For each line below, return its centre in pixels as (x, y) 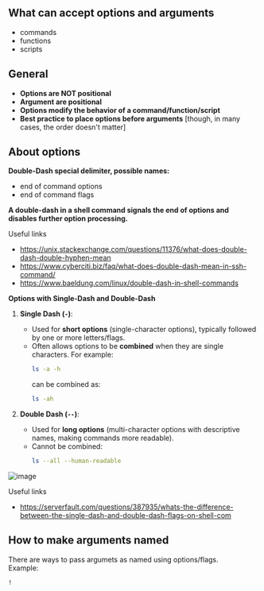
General (29, 74)
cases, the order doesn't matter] (73, 127)
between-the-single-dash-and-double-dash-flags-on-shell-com (126, 516)
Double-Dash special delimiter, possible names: (89, 171)
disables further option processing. (68, 218)
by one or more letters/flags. (78, 338)
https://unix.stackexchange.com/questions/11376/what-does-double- (134, 249)
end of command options (61, 187)
